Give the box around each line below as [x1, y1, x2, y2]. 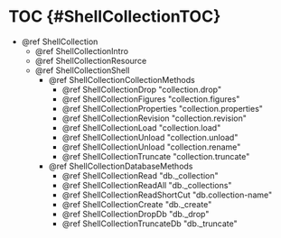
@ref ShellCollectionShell [34, 65, 130, 76]
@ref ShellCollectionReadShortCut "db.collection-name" [61, 189, 273, 200]
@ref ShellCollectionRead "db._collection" [61, 169, 219, 181]
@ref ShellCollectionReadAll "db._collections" [61, 179, 232, 190]
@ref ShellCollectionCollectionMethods [48, 74, 195, 85]
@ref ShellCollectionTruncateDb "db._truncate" [61, 218, 238, 229]
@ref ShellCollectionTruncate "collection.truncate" [61, 151, 250, 161]
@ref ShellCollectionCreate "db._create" [61, 198, 212, 209]
